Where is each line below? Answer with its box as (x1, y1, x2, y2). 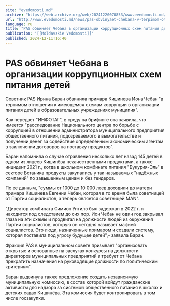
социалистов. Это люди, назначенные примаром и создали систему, (5, 227, 155, 233)
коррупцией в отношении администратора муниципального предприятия (5, 127, 165, 133)
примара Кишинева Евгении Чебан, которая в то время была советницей (5, 190, 164, 196)
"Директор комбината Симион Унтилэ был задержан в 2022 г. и (5, 205, 144, 211)
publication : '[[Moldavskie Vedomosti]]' (5, 31, 94, 36)
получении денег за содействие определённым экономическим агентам (5, 138, 164, 144)
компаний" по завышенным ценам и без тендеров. (5, 175, 115, 181)
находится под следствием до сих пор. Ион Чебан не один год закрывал (5, 211, 163, 217)
